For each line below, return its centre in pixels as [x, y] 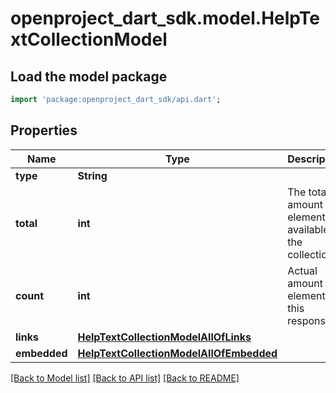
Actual [302, 270]
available [308, 229]
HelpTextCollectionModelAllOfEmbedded [177, 353]
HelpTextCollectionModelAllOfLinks [164, 337]
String [92, 175]
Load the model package [89, 76]
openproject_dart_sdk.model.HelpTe [165, 18]
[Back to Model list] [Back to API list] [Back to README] [125, 378]
